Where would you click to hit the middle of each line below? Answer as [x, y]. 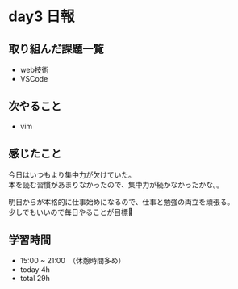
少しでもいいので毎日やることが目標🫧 [71, 212]
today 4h [35, 270]
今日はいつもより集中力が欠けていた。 [72, 174]
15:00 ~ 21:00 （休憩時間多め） [73, 261]
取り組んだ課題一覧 [56, 49]
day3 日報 [42, 17]
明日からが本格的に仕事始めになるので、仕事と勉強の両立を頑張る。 [121, 202]
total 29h [35, 279]
